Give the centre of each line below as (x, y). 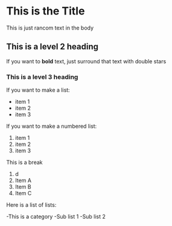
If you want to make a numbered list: (52, 126)
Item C (23, 193)
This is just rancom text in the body (50, 28)
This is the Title (46, 11)
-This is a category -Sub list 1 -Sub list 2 (56, 217)
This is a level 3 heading (42, 77)
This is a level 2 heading (52, 47)
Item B (23, 187)
